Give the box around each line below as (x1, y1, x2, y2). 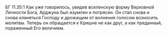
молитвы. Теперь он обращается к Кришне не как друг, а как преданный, (5, 20, 163, 26)
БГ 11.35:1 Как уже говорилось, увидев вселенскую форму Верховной (5, 4, 155, 10)
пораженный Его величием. (5, 25, 65, 31)
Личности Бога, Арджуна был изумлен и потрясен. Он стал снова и (5, 9, 150, 15)
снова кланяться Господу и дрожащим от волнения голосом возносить (5, 15, 158, 20)
